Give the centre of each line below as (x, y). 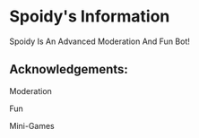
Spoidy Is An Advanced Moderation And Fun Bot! (100, 41)
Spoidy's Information (90, 17)
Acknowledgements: (69, 69)
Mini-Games (32, 125)
